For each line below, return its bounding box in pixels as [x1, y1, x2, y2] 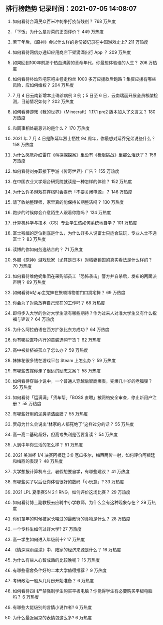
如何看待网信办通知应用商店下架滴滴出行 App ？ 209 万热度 [12, 49, 131, 55]
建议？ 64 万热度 [21, 316, 55, 322]
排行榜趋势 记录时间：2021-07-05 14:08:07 [5, 4, 137, 13]
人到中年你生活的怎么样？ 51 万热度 [12, 442, 83, 447]
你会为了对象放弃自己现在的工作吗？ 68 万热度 [12, 300, 105, 306]
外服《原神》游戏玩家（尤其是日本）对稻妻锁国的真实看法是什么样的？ [12, 257, 153, 263]
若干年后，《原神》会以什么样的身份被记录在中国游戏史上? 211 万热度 [12, 39, 148, 45]
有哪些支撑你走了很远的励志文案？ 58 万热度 [12, 368, 101, 374]
